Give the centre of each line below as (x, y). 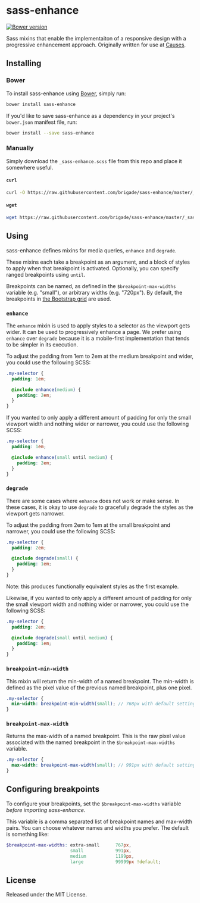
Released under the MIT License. (47, 895)
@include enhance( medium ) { (46, 390)
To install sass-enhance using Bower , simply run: (66, 93)
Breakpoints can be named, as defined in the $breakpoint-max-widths (91, 286)
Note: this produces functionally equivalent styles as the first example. (93, 586)
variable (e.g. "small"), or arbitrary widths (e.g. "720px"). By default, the (94, 292)
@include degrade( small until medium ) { (62, 638)
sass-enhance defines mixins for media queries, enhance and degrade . (91, 250)
